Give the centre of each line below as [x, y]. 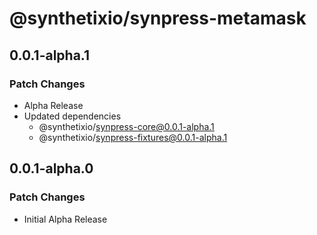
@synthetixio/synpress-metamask [158, 18]
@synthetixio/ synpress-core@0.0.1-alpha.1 [126, 126]
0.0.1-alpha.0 [51, 168]
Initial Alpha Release [65, 219]
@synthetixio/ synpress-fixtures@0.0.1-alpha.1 [133, 137]
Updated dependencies [72, 116]
